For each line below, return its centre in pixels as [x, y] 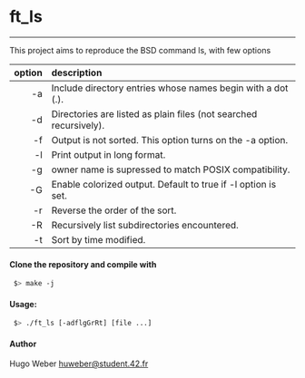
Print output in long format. [108, 154]
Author [23, 344]
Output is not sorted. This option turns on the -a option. [170, 140]
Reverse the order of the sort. [114, 210]
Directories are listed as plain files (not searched [154, 113]
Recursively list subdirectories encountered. [145, 225]
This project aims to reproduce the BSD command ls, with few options [140, 50]
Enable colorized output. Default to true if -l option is [164, 184]
